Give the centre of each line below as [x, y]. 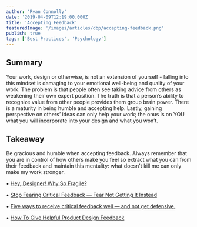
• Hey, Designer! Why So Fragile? [46, 183]
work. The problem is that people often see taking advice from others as [94, 89]
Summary [24, 63]
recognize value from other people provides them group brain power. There [98, 102]
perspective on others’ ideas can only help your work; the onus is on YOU [96, 114]
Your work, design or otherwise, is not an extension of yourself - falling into [97, 76]
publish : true [24, 34]
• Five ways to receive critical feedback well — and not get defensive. [91, 206]
